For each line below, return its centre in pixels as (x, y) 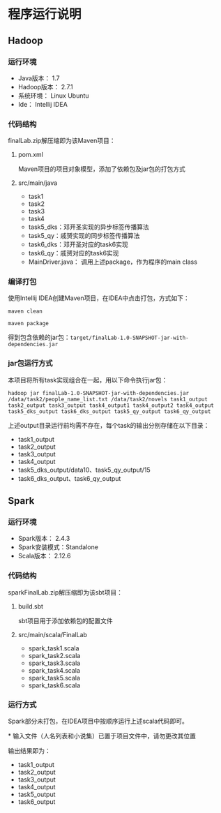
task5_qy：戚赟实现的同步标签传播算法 (84, 236)
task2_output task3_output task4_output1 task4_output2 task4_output (111, 405)
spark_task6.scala (54, 685)
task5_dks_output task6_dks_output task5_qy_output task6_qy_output (109, 411)
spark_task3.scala (54, 663)
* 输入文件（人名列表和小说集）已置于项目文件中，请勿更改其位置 (102, 736)
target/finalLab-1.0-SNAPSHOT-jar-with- (129, 338)
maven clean (25, 311)
